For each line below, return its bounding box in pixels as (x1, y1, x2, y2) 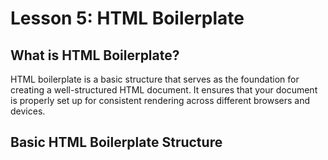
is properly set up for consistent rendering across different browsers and (10, 95, 311, 106)
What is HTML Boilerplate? (10, 47, 180, 64)
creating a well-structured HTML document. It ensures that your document (10, 84, 318, 96)
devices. (10, 105, 46, 117)
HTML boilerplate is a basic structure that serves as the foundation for (10, 73, 300, 85)
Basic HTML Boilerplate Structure (10, 134, 223, 151)
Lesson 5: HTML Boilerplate (10, 7, 245, 30)
